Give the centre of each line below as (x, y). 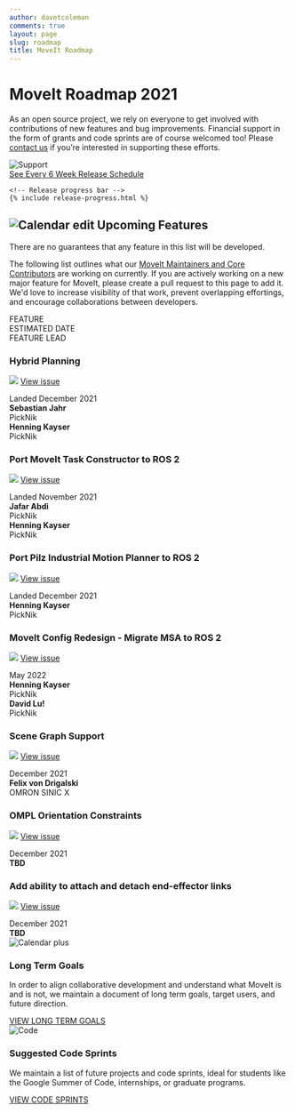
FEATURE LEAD (38, 338)
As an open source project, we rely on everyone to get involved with (134, 119)
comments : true (37, 26)
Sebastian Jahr (38, 408)
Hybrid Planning (45, 361)
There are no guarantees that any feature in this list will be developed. (137, 246)
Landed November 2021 (53, 497)
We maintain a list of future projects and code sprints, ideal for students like (147, 1073)
